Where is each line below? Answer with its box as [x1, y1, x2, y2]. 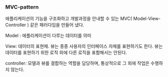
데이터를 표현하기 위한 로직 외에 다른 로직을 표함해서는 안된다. [5, 49, 127, 56]
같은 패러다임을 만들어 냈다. [30, 22, 85, 28]
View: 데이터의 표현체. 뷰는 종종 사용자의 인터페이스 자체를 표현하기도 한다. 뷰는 [5, 43, 163, 49]
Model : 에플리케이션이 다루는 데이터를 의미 [5, 33, 91, 39]
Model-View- [133, 16, 161, 22]
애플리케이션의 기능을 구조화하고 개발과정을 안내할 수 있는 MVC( [5, 16, 132, 22]
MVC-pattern [5, 4, 39, 11]
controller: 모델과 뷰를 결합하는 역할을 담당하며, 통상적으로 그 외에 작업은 [5, 60, 150, 66]
